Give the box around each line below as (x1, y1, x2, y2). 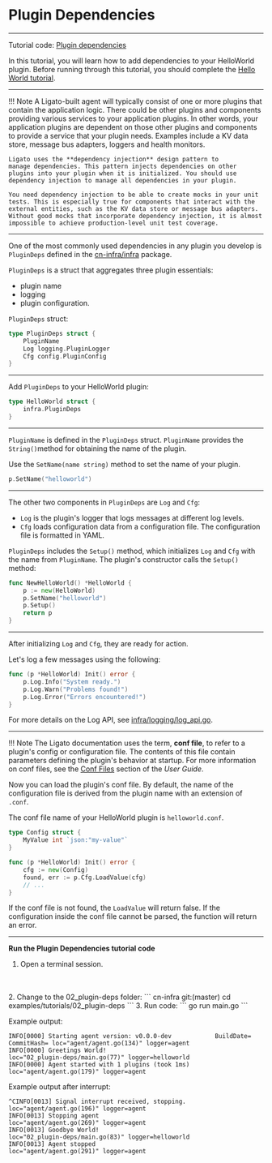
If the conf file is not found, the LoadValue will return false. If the (8, 903, 221, 913)
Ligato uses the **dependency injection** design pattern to (8, 155, 219, 163)
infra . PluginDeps (23, 406, 82, 414)
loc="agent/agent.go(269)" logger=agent (8, 1119, 147, 1127)
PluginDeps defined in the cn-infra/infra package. (8, 249, 172, 259)
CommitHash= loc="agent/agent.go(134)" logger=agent (8, 1040, 190, 1048)
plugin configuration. (19, 298, 91, 307)
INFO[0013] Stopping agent (8, 1112, 100, 1120)
